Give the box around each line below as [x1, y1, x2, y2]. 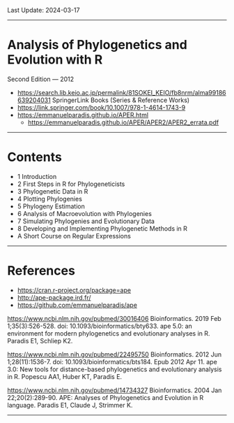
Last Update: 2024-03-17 [7, 6, 80, 14]
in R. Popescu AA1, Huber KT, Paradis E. [7, 372, 123, 380]
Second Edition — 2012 [7, 75, 75, 83]
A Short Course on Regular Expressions [17, 231, 131, 240]
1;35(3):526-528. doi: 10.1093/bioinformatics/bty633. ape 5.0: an [7, 322, 193, 330]
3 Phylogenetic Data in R [17, 187, 88, 195]
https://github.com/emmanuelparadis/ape [17, 301, 138, 309]
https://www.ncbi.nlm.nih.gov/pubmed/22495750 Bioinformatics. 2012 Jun [7, 350, 221, 359]
